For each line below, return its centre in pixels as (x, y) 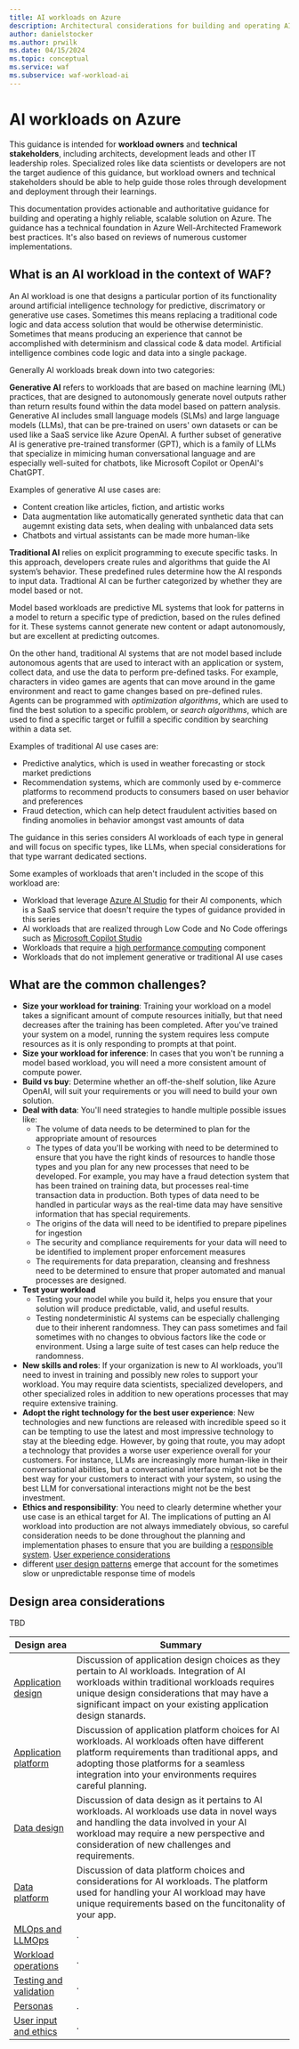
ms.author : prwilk (43, 42)
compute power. (52, 1073)
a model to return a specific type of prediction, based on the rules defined (145, 617)
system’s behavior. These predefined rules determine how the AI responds (146, 571)
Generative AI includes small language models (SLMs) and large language (145, 416)
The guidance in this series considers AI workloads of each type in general (146, 837)
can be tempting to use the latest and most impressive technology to (148, 1432)
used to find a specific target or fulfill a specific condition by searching (139, 719)
